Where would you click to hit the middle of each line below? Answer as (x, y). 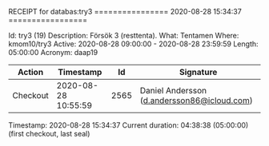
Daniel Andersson (173, 91)
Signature (198, 72)
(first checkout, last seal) (49, 134)
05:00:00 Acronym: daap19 (53, 52)
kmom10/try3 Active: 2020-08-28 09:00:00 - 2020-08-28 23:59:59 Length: (133, 44)
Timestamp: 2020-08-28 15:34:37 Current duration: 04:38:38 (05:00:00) (128, 125)
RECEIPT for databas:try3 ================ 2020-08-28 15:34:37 (125, 12)
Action (30, 72)
